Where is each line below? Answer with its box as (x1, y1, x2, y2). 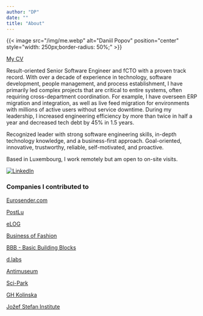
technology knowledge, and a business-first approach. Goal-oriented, (6, 137, 182, 145)
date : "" (6, 15, 29, 21)
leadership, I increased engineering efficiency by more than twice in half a (6, 112, 193, 120)
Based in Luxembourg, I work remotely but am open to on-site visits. (6, 156, 178, 163)
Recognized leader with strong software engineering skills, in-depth (6, 131, 177, 138)
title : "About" (6, 20, 45, 26)
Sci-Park (6, 279, 29, 287)
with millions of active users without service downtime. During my (6, 106, 172, 113)
